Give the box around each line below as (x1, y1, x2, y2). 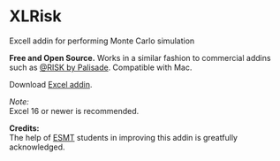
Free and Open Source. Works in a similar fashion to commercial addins (9, 52, 271, 63)
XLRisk (9, 6, 62, 27)
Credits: (9, 122, 40, 134)
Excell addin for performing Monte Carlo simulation (9, 35, 195, 46)
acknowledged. (9, 142, 65, 152)
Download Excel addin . (9, 79, 93, 89)
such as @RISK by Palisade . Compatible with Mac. (9, 62, 193, 73)
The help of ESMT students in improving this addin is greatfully (9, 132, 238, 142)
